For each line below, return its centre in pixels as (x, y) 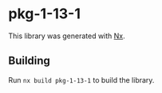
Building (29, 61)
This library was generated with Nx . (67, 36)
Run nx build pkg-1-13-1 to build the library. (81, 79)
